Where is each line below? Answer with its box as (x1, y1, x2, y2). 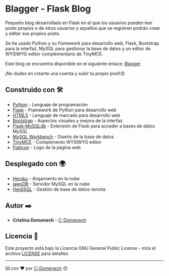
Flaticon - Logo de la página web (12, 144, 81, 150)
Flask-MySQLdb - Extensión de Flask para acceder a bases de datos (12, 123, 155, 129)
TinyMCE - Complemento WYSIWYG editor (12, 139, 102, 145)
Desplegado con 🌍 (5, 160, 66, 168)
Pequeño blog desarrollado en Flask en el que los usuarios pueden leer (5, 20, 153, 26)
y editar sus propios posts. (5, 30, 60, 36)
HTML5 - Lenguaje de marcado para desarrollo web (12, 112, 121, 118)
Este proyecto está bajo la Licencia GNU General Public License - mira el (5, 245, 156, 251)
